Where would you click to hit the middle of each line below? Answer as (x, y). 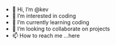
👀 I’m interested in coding (44, 16)
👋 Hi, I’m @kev (30, 9)
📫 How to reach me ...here (46, 36)
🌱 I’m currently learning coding (51, 22)
